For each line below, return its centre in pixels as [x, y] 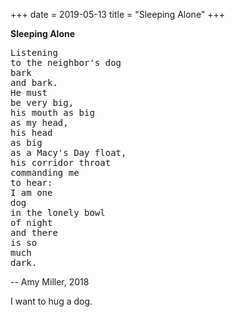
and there [34, 232]
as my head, [39, 122]
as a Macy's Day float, [68, 152]
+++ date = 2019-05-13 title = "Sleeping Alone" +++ [118, 14]
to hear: [31, 182]
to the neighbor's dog [66, 62]
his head [31, 132]
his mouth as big [52, 112]
